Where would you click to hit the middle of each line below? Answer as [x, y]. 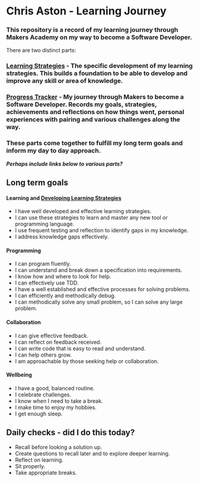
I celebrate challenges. [43, 394]
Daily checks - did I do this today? [70, 432]
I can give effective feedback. [52, 336]
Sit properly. [30, 466]
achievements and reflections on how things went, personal [95, 112]
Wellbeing [19, 375]
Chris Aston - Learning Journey [86, 11]
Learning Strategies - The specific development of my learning [99, 66]
